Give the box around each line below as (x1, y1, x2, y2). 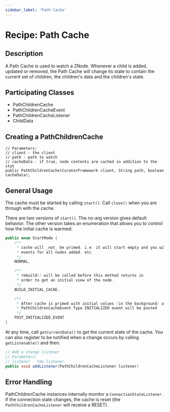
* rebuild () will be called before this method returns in (16, 273, 144, 278)
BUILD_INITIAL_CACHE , (14, 287, 60, 292)
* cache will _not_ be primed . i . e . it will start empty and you (16, 245, 157, 250)
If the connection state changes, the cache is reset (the (5, 396, 120, 403)
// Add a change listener (5, 349, 60, 355)
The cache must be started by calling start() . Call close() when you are (5, 200, 157, 206)
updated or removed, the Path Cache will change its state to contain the (5, 68, 155, 74)
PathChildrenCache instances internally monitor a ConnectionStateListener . (5, 391, 163, 397)
